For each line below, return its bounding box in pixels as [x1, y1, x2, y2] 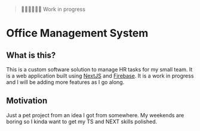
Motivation [6, 96, 48, 106]
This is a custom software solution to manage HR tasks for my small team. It [6, 66, 193, 73]
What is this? [6, 50, 56, 60]
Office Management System [6, 27, 149, 40]
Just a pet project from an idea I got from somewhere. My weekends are [6, 111, 184, 118]
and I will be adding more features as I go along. [6, 79, 125, 86]
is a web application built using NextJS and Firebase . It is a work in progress [6, 72, 194, 79]
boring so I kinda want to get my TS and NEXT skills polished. [6, 118, 157, 125]
